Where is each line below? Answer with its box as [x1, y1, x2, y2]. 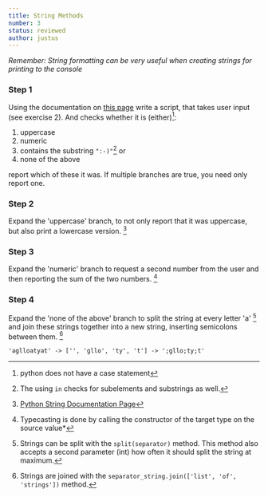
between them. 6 [8, 330, 64, 341]
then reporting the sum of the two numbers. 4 [8, 273, 158, 283]
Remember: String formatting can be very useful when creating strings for [8, 56, 253, 65]
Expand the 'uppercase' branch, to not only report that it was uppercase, [8, 216, 247, 226]
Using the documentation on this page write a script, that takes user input [8, 102, 250, 112]
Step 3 [8, 246, 34, 257]
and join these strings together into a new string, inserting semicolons [8, 321, 238, 331]
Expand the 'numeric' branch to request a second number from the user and [8, 264, 259, 274]
